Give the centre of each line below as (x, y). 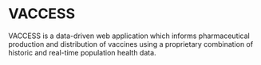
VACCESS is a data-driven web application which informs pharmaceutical (129, 36)
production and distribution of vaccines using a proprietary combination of (131, 44)
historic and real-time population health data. (83, 52)
